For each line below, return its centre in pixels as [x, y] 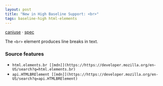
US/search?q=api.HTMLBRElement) [45, 79]
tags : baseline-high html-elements [41, 18]
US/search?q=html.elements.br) [44, 69]
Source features [25, 54]
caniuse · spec [20, 32]
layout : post [18, 9]
